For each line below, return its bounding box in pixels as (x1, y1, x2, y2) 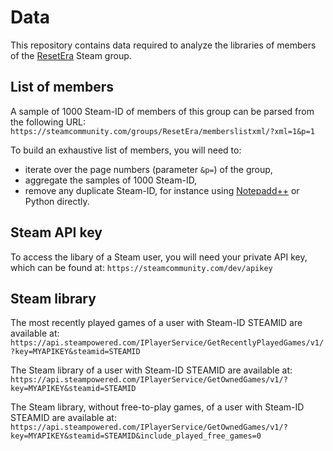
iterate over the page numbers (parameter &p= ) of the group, (24, 163, 273, 175)
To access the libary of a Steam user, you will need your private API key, (10, 251, 308, 263)
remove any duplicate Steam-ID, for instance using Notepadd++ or (24, 184, 300, 196)
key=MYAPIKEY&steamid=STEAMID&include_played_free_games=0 (10, 431, 262, 441)
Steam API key (10, 224, 103, 241)
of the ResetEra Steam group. (10, 49, 132, 61)
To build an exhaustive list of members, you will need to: (10, 144, 242, 156)
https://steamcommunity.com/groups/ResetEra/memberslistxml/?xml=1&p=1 (10, 126, 315, 136)
